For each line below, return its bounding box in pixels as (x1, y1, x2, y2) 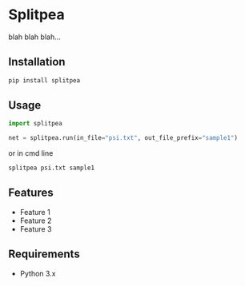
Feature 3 (19, 224, 52, 233)
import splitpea (8, 120, 62, 128)
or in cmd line (8, 149, 54, 158)
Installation (8, 55, 66, 69)
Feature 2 (19, 216, 52, 225)
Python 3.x (19, 268, 56, 278)
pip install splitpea (8, 76, 81, 85)
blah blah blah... (8, 32, 62, 42)
